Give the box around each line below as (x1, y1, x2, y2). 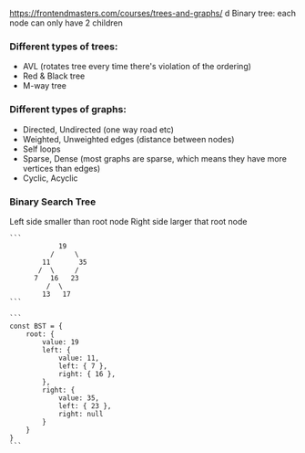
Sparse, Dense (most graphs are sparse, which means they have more (22, 153, 287, 163)
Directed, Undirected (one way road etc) (22, 123, 175, 135)
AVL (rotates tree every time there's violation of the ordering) (22, 61, 252, 72)
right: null (57, 409, 104, 418)
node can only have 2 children (9, 17, 123, 28)
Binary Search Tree (9, 195, 97, 208)
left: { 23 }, (57, 401, 112, 410)
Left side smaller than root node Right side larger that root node (9, 216, 248, 226)
